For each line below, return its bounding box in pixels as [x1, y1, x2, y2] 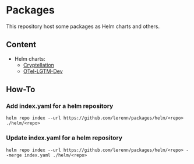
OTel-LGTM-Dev [23, 68, 63, 75]
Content [6, 40, 37, 50]
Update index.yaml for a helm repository [6, 134, 123, 142]
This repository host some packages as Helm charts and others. [6, 23, 160, 30]
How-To [6, 85, 36, 95]
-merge [6, 152, 22, 158]
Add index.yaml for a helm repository [6, 102, 114, 110]
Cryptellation [23, 61, 54, 68]
